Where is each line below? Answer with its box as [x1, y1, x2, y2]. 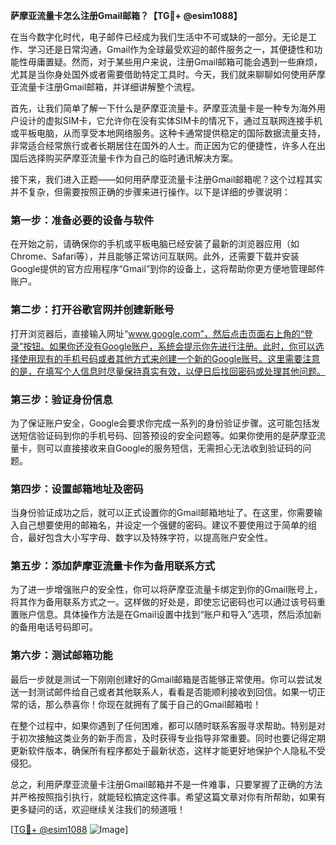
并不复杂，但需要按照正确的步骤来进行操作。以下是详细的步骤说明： [10, 186, 291, 198]
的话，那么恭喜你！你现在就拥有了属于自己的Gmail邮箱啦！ [18, 698, 262, 710]
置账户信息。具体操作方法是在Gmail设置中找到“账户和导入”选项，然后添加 [10, 609, 313, 621]
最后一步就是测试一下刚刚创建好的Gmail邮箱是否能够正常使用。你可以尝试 [10, 673, 315, 685]
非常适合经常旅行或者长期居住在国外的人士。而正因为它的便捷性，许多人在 [10, 140, 317, 151]
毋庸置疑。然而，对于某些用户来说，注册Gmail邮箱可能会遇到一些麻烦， [27, 56, 323, 68]
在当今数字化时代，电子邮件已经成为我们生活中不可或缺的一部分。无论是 [10, 31, 308, 43]
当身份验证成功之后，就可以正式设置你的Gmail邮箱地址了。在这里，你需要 [10, 507, 315, 519]
